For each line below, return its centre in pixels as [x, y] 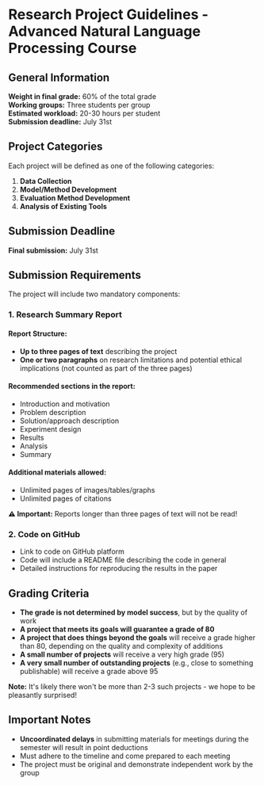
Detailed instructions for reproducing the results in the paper [119, 569]
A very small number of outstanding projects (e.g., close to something [136, 663]
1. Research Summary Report [65, 314]
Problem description [53, 412]
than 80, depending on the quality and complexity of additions [121, 646]
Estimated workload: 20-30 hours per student [84, 113]
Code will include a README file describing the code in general [123, 560]
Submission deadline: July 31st [60, 122]
